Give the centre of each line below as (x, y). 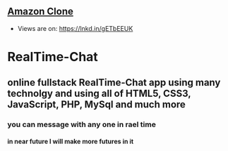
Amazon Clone (41, 12)
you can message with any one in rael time (82, 124)
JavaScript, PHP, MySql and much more (96, 105)
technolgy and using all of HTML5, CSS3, (99, 94)
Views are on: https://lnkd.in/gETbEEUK (75, 28)
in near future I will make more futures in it (71, 141)
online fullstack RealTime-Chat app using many (114, 83)
